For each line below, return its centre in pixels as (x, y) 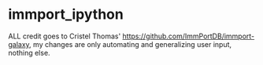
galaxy (19, 44)
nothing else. (29, 52)
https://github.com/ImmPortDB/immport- (189, 36)
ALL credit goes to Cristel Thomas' (65, 36)
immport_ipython (66, 14)
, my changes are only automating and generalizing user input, (130, 44)
